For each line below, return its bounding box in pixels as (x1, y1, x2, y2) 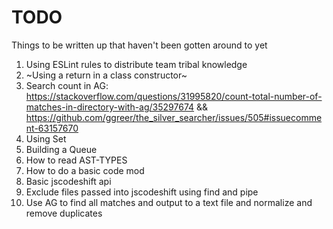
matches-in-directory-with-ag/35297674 (25, 101, 195, 113)
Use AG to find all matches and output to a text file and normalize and (25, 196, 313, 208)
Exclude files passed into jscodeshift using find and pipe (25, 186, 259, 198)
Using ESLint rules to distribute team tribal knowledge (25, 58, 248, 70)
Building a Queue (25, 143, 98, 155)
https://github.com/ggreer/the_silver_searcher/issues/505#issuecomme (25, 111, 323, 123)
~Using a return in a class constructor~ (25, 69, 188, 81)
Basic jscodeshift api (25, 175, 112, 187)
